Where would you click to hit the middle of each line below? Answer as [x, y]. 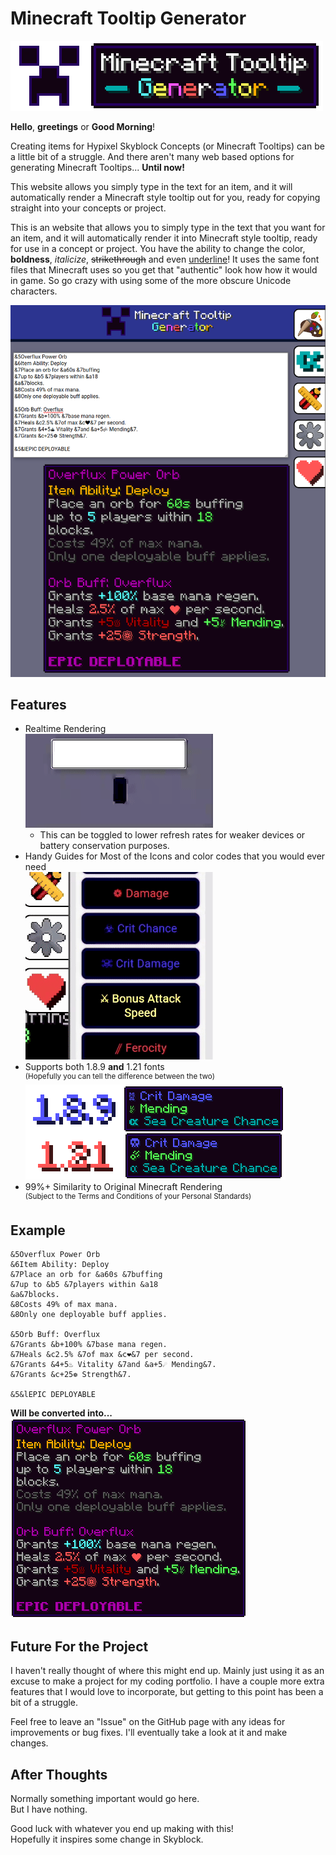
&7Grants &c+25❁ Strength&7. [71, 1375]
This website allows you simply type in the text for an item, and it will [151, 186]
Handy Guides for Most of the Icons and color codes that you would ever [175, 856]
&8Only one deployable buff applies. [89, 1315]
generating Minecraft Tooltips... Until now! [97, 167]
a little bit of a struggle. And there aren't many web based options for [152, 156]
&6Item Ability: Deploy [60, 1265]
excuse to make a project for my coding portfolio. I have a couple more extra [167, 1681]
